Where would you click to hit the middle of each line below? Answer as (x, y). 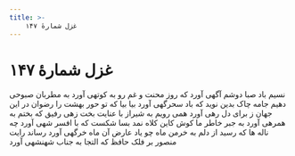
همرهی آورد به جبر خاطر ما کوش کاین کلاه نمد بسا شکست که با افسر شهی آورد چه (147, 123)
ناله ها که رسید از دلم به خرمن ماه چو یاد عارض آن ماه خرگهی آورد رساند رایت (139, 132)
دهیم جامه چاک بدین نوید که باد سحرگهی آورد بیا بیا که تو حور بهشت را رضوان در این (148, 104)
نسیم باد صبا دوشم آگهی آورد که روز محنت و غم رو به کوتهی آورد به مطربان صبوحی (147, 94)
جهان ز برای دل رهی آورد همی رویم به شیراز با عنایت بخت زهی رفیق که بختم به (141, 113)
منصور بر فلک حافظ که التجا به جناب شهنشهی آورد (93, 142)
